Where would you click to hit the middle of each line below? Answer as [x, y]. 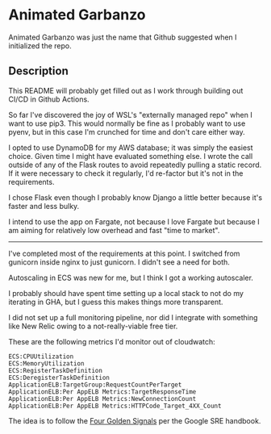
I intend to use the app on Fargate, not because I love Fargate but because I [134, 221]
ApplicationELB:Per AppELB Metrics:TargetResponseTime [102, 392]
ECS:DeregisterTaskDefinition [59, 378]
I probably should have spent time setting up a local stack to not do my [126, 293]
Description [38, 71]
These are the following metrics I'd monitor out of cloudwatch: [112, 341]
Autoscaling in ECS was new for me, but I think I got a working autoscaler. [131, 278]
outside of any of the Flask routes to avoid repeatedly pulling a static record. [135, 165]
